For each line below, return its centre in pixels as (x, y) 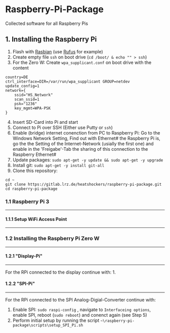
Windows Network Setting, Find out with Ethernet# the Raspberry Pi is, (86, 138)
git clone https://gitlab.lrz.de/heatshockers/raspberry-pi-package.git (83, 184)
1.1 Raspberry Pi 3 (27, 202)
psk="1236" (26, 104)
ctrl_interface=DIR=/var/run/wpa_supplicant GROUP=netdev (68, 81)
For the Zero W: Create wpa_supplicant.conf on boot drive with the (82, 62)
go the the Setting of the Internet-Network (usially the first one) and (83, 144)
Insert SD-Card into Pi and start (45, 122)
